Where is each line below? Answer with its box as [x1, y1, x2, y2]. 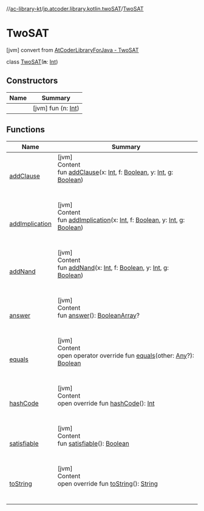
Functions [6, 124, 46, 135]
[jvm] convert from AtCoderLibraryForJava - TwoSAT [6, 46, 139, 53]
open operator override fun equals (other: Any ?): [57, 351, 194, 359]
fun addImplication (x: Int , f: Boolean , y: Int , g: [57, 215, 185, 224]
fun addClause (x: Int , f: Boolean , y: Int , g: [57, 168, 174, 176]
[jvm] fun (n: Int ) [32, 104, 80, 112]
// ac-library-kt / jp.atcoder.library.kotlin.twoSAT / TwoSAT [6, 5, 144, 12]
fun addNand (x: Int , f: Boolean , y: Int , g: [57, 263, 169, 272]
